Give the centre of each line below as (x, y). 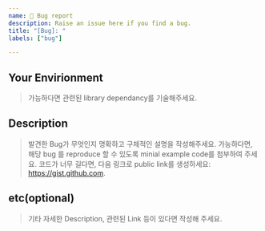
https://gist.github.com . (66, 172)
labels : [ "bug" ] (35, 38)
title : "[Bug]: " (37, 30)
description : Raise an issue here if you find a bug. (100, 23)
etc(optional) (41, 199)
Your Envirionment (56, 77)
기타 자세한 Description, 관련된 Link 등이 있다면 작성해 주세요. (125, 218)
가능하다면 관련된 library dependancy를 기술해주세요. (112, 98)
